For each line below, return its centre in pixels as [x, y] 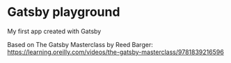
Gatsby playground [64, 12]
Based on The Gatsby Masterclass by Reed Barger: [80, 44]
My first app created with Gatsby [54, 31]
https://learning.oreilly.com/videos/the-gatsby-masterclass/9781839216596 [115, 52]
